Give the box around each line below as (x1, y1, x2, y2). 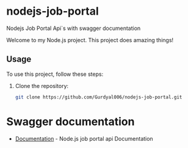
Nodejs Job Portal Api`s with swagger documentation (6, 24, 141, 32)
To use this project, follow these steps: (6, 70, 104, 78)
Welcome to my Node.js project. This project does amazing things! (6, 36, 174, 43)
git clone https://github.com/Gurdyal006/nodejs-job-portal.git (15, 94, 183, 100)
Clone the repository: (15, 82, 69, 89)
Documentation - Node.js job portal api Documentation (15, 135, 154, 142)
